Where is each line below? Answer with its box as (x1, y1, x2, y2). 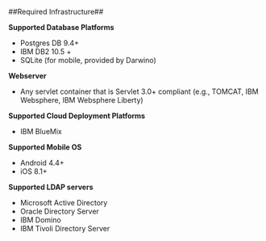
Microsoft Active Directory (19, 198, 108, 207)
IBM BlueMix (19, 127, 62, 136)
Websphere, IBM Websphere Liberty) (19, 95, 143, 104)
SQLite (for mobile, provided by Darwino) (19, 56, 157, 65)
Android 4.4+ (19, 158, 64, 167)
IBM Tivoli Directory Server (19, 224, 110, 233)
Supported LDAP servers (8, 182, 94, 192)
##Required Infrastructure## (8, 7, 104, 16)
